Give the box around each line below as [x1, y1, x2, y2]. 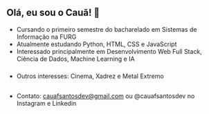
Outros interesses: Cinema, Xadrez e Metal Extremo [16, 72, 164, 80]
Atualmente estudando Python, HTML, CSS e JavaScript [16, 39, 177, 48]
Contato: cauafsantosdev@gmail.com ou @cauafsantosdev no [16, 92, 195, 100]
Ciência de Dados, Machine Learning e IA [16, 55, 136, 63]
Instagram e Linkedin [16, 99, 77, 108]
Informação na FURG [16, 32, 77, 41]
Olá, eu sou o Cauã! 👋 [6, 7, 100, 19]
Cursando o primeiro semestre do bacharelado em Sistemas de [16, 25, 197, 33]
